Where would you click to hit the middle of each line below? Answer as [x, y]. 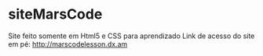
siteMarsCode [55, 14]
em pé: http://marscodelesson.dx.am [68, 44]
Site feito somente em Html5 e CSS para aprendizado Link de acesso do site [131, 36]
